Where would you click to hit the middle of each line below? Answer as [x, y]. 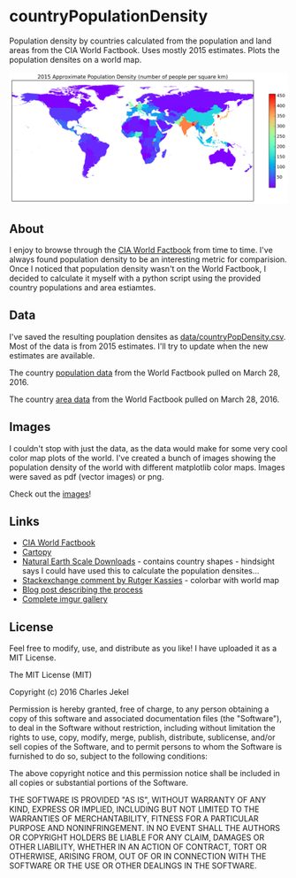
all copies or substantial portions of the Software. [99, 783]
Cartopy [37, 552]
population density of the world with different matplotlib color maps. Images [147, 467]
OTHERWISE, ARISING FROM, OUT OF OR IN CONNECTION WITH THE [138, 857]
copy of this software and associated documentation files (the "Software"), [146, 719]
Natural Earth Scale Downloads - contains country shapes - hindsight [148, 562]
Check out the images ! [50, 494]
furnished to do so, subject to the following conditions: [108, 756]
